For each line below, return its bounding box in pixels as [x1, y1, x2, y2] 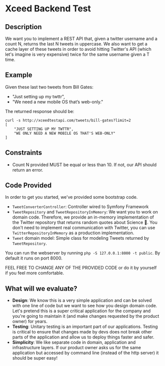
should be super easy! [12, 355, 58, 361]
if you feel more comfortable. [5, 270, 64, 276]
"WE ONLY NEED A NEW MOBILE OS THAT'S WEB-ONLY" [14, 131, 116, 136]
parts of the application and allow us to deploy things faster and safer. [12, 334, 154, 340]
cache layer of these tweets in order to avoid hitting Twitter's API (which [5, 46, 152, 52]
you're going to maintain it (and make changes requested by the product [12, 313, 160, 319]
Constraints [5, 148, 42, 157]
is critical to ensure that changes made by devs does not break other [12, 329, 152, 335]
